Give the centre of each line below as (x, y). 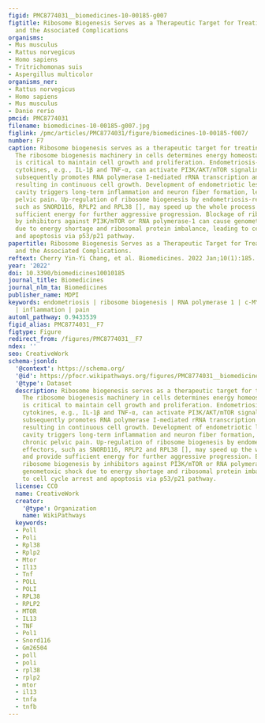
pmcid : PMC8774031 (38, 119)
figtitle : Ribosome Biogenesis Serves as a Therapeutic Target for (121, 23)
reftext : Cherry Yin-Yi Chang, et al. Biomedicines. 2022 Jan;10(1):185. (132, 258)
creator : (30, 501)
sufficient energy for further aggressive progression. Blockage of (130, 214)
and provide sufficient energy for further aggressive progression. (137, 457)
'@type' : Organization (60, 508)
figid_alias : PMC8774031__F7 (56, 324)
